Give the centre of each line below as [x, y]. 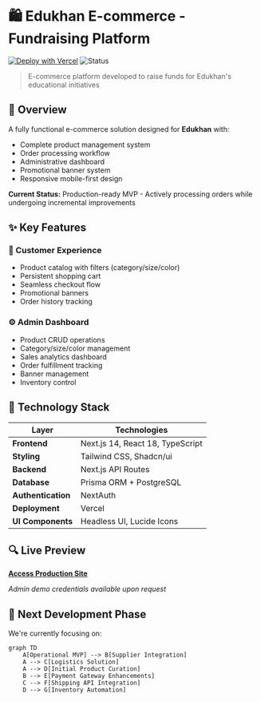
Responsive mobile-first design [71, 178]
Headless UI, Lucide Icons [129, 521]
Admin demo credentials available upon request [87, 589]
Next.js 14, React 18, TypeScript [141, 443]
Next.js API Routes [115, 469]
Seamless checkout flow [60, 284]
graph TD [23, 648]
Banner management [54, 374]
